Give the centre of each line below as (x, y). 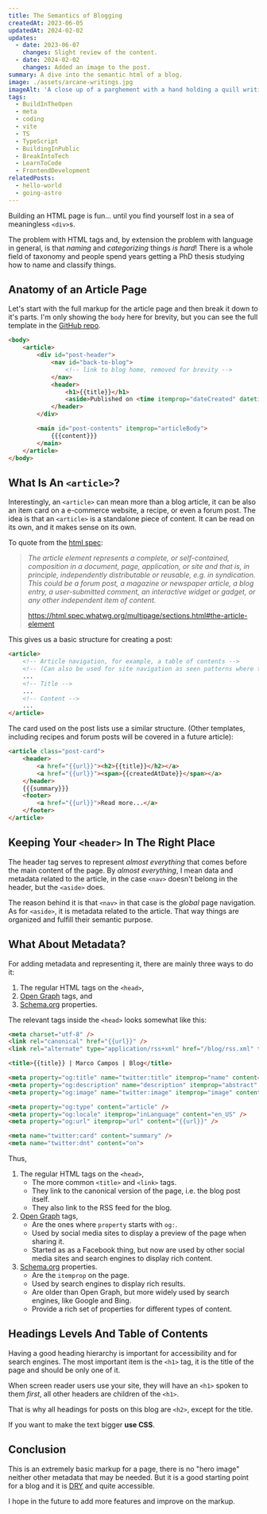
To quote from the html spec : (56, 543)
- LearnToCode (39, 164)
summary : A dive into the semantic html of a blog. (95, 75)
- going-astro (39, 193)
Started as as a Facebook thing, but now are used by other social (138, 1250)
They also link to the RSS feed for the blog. (102, 1208)
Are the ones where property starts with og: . (104, 1224)
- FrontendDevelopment (53, 171)
